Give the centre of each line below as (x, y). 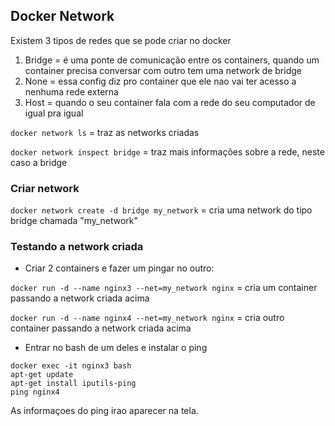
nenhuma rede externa (71, 91)
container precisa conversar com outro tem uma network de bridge (163, 70)
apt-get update (42, 375)
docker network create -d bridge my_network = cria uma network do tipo (161, 210)
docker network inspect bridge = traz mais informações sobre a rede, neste (167, 151)
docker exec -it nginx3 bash (71, 366)
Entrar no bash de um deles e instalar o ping (116, 348)
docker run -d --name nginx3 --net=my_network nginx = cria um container (164, 288)
